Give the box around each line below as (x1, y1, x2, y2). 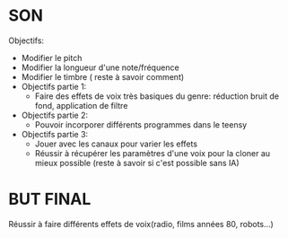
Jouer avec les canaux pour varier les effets (34, 138, 198, 149)
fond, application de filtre (34, 100, 128, 110)
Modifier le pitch (21, 52, 83, 63)
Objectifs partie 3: (21, 128, 89, 139)
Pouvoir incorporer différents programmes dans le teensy (34, 119, 248, 130)
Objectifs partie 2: (21, 110, 89, 120)
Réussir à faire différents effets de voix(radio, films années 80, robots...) (8, 218, 275, 229)
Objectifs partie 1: (21, 81, 87, 92)
